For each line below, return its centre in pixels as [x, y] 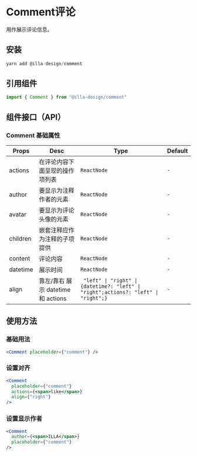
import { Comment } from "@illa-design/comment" [67, 98]
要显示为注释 [57, 190]
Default [177, 151]
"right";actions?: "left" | [119, 292]
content [20, 258]
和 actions [53, 299]
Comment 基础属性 [33, 135]
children [20, 239]
